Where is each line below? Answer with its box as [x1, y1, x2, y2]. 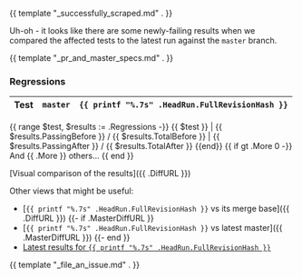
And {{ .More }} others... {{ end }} [9, 150, 134, 162]
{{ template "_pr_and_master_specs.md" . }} [9, 53, 174, 63]
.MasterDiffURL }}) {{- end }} [22, 232, 131, 244]
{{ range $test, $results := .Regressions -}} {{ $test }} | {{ [9, 122, 222, 133]
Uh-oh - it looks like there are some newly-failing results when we [9, 25, 256, 35]
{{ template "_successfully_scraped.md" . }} [9, 8, 173, 18]
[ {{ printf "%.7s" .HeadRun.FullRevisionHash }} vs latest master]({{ [22, 223, 283, 234]
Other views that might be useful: [9, 185, 134, 196]
